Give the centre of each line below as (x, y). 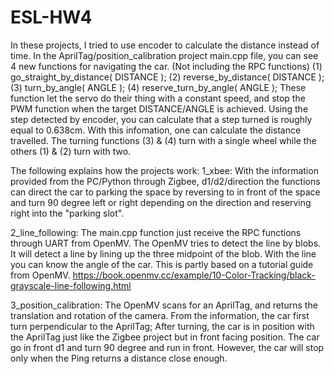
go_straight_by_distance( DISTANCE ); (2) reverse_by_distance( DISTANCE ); (167, 77)
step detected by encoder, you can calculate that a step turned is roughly (161, 119)
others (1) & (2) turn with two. (71, 151)
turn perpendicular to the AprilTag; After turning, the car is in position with (162, 326)
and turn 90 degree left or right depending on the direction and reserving (161, 202)
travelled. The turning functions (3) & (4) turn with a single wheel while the (163, 140)
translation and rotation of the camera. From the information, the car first (160, 315)
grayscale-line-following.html (71, 285)
